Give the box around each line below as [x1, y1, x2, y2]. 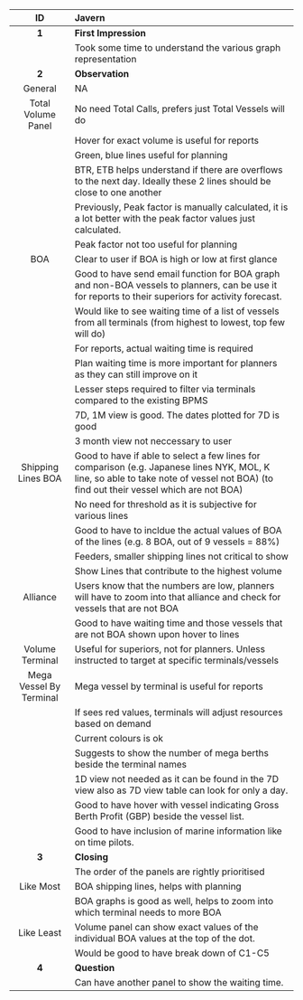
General [23, 82, 57, 94]
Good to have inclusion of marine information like [74, 825, 282, 837]
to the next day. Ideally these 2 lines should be [74, 175, 271, 187]
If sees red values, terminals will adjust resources [74, 706, 283, 718]
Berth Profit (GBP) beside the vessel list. [74, 810, 245, 822]
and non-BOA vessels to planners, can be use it [74, 279, 278, 291]
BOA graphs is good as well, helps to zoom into [74, 895, 274, 907]
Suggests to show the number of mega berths [74, 747, 269, 759]
